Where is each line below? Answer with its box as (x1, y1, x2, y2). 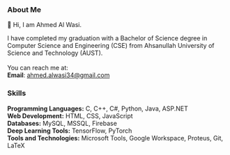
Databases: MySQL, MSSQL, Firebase (7, 119, 117, 127)
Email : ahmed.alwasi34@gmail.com (7, 71, 110, 79)
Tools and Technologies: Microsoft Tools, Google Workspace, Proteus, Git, (7, 133, 224, 142)
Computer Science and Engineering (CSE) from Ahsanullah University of (7, 42, 215, 50)
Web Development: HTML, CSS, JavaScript (7, 111, 134, 120)
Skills (7, 88, 26, 98)
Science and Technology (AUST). (7, 49, 103, 57)
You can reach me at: (7, 64, 68, 72)
